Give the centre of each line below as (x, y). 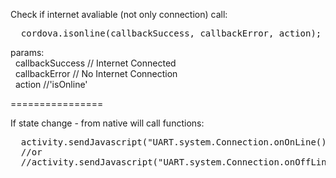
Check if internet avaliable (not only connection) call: (119, 14)
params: (27, 52)
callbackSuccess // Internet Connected (95, 63)
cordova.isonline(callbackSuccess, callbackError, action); (171, 33)
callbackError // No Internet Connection (96, 73)
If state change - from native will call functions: (107, 123)
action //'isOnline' (51, 84)
